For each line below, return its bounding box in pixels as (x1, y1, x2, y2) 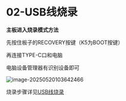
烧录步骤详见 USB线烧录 (6, 88, 64, 95)
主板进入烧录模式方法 (6, 26, 59, 33)
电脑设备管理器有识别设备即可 (6, 64, 79, 71)
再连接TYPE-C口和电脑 (6, 51, 63, 58)
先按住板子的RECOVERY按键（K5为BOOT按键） (6, 39, 124, 46)
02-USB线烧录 (6, 5, 78, 19)
